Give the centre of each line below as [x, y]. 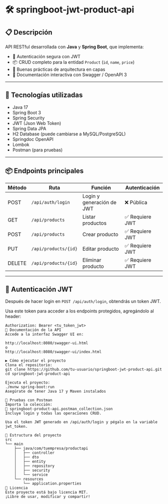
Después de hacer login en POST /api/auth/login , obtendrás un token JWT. [83, 301]
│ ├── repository [34, 466]
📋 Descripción [29, 32]
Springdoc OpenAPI [33, 139]
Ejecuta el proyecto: [28, 383]
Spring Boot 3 [27, 112]
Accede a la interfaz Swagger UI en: [44, 334]
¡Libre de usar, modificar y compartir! [48, 497]
